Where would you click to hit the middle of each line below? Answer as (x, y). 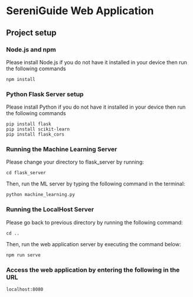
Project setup (32, 33)
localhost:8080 (25, 290)
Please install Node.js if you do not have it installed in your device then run (97, 62)
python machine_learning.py (41, 195)
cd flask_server (26, 173)
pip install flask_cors (35, 135)
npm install (21, 79)
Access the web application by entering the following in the (93, 270)
